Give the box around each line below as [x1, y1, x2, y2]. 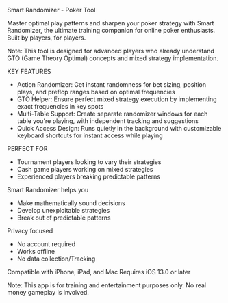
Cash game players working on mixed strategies [16, 166, 153, 173]
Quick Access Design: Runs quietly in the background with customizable [16, 124, 222, 132]
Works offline [16, 248, 55, 255]
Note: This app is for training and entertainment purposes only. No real [7, 281, 207, 289]
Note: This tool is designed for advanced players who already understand [7, 47, 214, 55]
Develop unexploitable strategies [16, 207, 110, 214]
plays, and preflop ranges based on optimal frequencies [16, 88, 176, 96]
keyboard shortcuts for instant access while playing [16, 131, 163, 140]
